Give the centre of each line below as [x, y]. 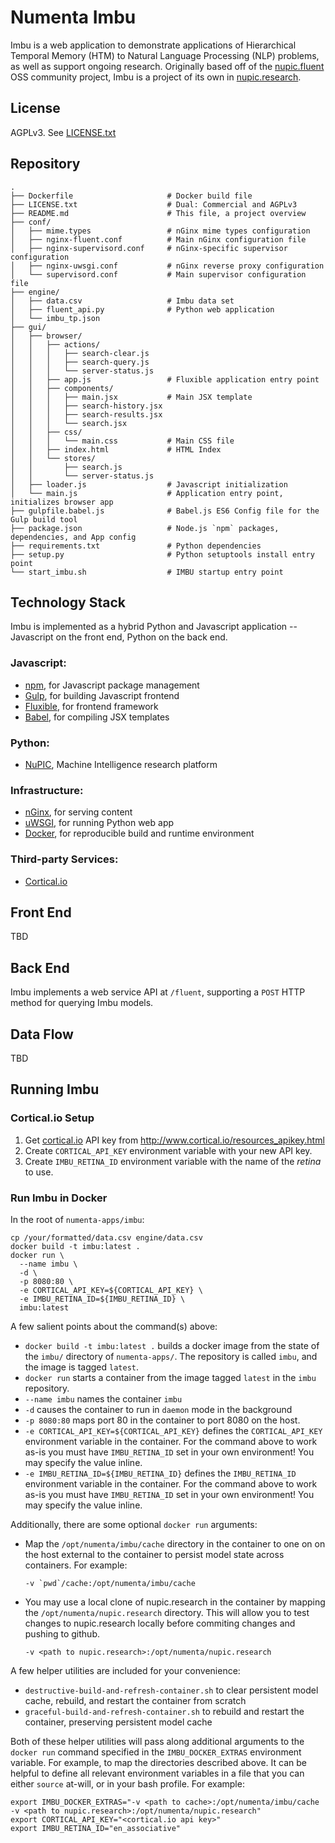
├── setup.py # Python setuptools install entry [162, 554]
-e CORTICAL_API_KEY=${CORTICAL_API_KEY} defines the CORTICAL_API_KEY [173, 1430]
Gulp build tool [44, 519]
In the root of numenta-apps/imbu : [77, 1219]
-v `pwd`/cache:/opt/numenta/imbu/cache [110, 1583]
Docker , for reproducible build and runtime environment [139, 833]
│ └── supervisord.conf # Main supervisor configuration [158, 274]
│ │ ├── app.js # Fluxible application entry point [165, 379]
